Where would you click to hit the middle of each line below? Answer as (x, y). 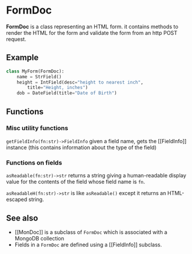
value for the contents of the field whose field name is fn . (76, 182)
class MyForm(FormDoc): (35, 71)
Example (22, 57)
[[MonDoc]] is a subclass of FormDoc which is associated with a (91, 232)
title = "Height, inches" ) (58, 88)
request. (16, 39)
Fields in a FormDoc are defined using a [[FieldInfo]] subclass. (88, 245)
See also (22, 218)
